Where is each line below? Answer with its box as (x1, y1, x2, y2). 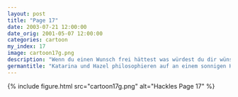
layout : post (7, 10, 46, 18)
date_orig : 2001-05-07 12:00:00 (7, 30, 103, 37)
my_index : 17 (7, 43, 46, 50)
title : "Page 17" (7, 17, 59, 24)
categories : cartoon (7, 37, 69, 44)
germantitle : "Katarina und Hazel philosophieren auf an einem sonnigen (7, 63, 227, 70)
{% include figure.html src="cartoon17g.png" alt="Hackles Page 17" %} (7, 82, 215, 90)
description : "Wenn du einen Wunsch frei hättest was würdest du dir (7, 56, 217, 63)
